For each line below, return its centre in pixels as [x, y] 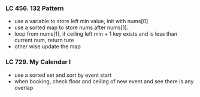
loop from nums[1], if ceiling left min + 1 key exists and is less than [96, 34]
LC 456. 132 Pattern [35, 8]
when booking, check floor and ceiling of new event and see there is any [104, 81]
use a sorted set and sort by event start [63, 75]
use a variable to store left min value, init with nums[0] [81, 21]
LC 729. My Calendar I [38, 62]
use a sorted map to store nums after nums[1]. [71, 27]
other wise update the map [48, 46]
